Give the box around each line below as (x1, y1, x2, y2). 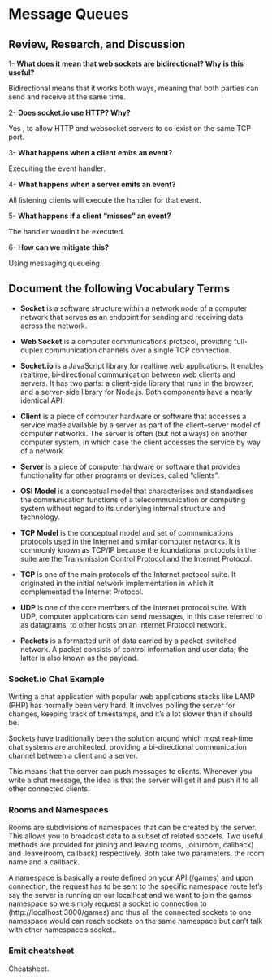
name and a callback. (8, 857, 80, 867)
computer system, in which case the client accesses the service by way (19, 437, 261, 447)
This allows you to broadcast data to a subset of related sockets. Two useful (8, 831, 264, 841)
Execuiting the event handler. (8, 164, 106, 173)
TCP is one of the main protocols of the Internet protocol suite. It (19, 569, 236, 579)
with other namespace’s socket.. (8, 925, 117, 934)
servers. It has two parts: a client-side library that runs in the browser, (19, 378, 254, 387)
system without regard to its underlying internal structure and (19, 503, 226, 513)
